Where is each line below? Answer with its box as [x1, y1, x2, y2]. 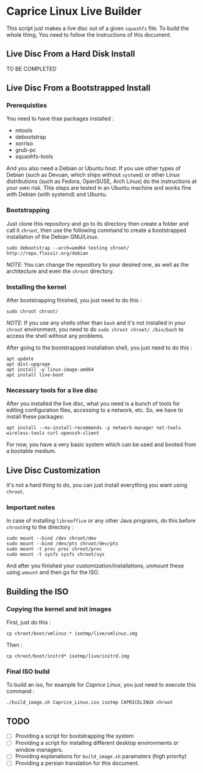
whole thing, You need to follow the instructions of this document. [6, 31, 172, 38]
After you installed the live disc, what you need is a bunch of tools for [6, 400, 180, 408]
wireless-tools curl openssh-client [6, 430, 99, 436]
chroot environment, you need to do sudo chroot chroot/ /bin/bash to [6, 326, 184, 333]
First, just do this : [6, 619, 51, 626]
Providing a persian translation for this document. [15, 760, 140, 767]
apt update [6, 356, 34, 362]
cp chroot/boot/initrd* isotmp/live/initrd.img [6, 653, 130, 659]
